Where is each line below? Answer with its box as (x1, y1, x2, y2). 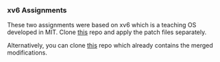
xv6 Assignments (7, 5, 67, 15)
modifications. (7, 48, 48, 57)
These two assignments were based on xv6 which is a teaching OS (7, 21, 197, 29)
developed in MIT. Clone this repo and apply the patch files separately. (7, 28, 207, 36)
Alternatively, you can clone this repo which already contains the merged (7, 42, 214, 50)
